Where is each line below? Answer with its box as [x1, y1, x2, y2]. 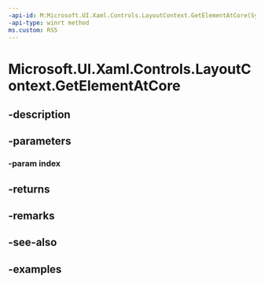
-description [8, 108, 71, 121]
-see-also [8, 236, 57, 249]
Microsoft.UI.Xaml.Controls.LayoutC [8, 60, 251, 78]
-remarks [8, 209, 55, 222]
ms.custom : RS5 [8, 26, 58, 34]
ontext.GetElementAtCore [8, 76, 181, 94]
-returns [8, 182, 50, 196]
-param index [8, 158, 61, 169]
